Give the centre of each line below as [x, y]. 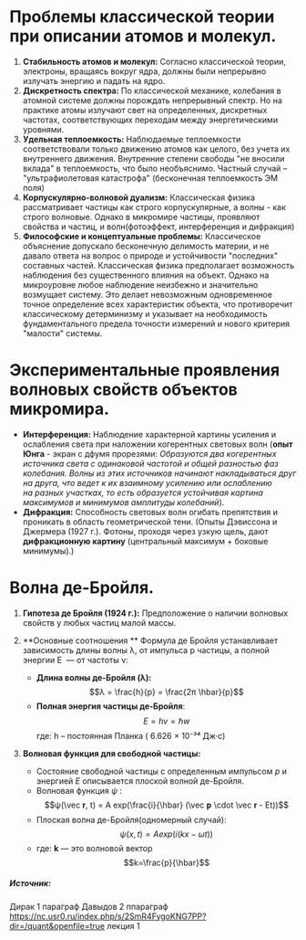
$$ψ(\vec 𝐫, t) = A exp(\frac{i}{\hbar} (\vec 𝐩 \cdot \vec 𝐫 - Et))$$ [167, 805]
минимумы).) [48, 551]
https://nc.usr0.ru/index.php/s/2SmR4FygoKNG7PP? [108, 916]
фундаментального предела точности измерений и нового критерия [156, 323]
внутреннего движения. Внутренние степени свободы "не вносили [153, 158]
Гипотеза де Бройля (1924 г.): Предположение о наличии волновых [155, 613]
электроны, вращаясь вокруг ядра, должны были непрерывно [144, 71]
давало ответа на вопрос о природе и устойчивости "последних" [150, 255]
